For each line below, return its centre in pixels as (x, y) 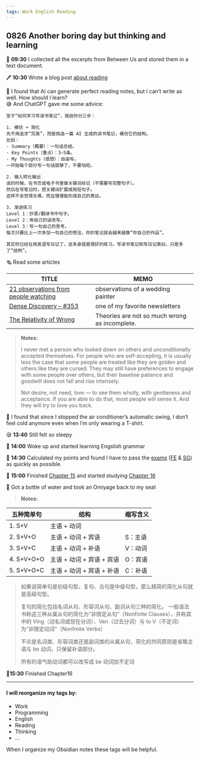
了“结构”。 (18, 251)
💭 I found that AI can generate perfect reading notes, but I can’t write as (94, 91)
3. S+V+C (23, 548)
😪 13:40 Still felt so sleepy (39, 435)
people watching (32, 296)
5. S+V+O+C (27, 570)
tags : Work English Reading (41, 12)
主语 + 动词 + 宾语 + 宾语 (85, 560)
